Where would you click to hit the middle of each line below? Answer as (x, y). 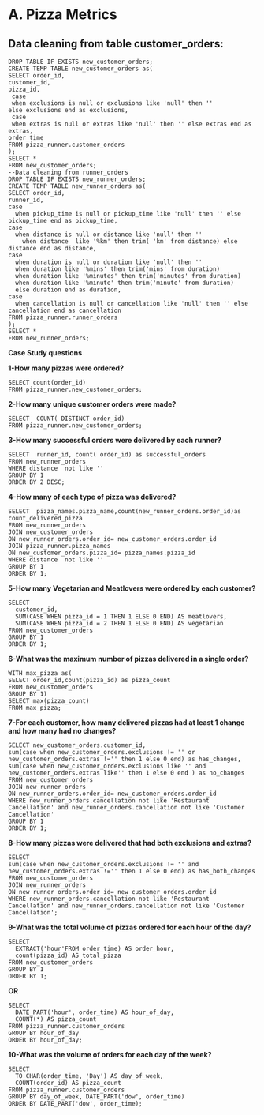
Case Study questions (45, 353)
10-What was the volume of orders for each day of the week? (110, 1055)
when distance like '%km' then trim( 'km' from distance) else (130, 242)
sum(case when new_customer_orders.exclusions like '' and (107, 766)
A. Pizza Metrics (63, 15)
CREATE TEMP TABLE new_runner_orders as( (77, 186)
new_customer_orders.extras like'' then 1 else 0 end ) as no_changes (126, 773)
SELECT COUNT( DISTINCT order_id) (67, 419)
